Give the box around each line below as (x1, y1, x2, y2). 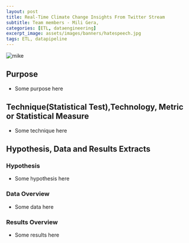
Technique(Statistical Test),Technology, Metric (6, 102, 184, 112)
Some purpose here (14, 85, 63, 92)
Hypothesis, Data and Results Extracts (6, 144, 151, 154)
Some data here (14, 203, 54, 210)
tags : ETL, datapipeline (6, 36, 67, 42)
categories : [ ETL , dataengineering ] (6, 25, 96, 31)
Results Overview (6, 218, 58, 226)
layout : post (6, 8, 38, 15)
